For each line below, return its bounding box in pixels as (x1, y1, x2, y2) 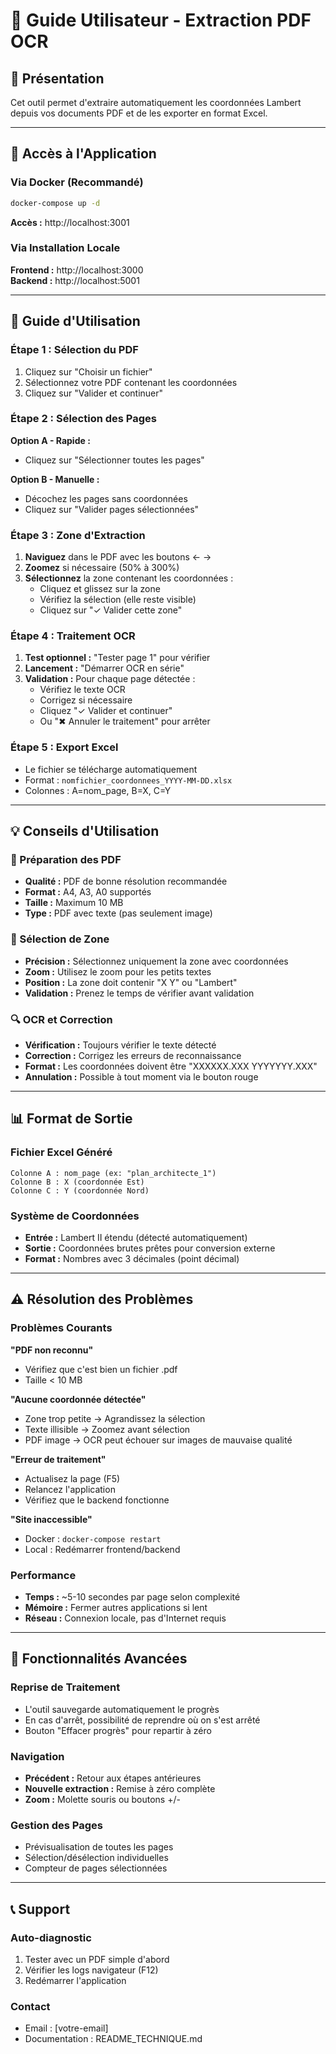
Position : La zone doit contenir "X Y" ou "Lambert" (24, 976, 238, 988)
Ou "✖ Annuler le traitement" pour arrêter (39, 715, 211, 728)
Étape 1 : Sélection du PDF (10, 343, 139, 357)
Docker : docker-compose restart (24, 1532, 162, 1544)
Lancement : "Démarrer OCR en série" (24, 662, 185, 674)
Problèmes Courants (10, 1321, 113, 1335)
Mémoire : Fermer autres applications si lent (24, 1601, 208, 1613)
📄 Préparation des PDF (10, 853, 122, 867)
